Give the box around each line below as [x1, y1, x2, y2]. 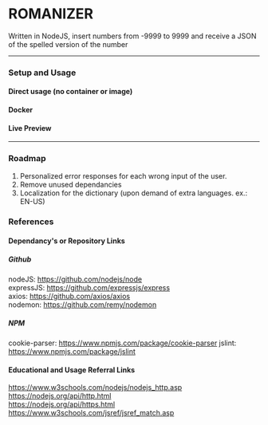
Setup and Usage [8, 67, 77, 78]
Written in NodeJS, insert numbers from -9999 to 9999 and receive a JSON [8, 31, 257, 41]
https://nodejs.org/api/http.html [8, 392, 112, 401]
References [8, 216, 54, 227]
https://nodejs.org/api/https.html [8, 399, 116, 409]
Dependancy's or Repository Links [8, 236, 125, 246]
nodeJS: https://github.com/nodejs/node [8, 274, 142, 284]
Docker [8, 105, 33, 115]
